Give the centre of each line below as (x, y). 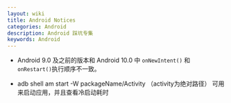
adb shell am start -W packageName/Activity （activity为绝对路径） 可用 (121, 84)
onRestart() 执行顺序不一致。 (59, 69)
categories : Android (37, 26)
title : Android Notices (42, 20)
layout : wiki (26, 14)
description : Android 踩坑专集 (50, 33)
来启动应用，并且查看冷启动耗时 (63, 93)
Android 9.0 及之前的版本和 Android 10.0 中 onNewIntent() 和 (104, 61)
